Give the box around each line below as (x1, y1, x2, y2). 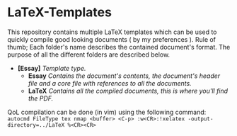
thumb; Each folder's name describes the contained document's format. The (7, 42, 231, 51)
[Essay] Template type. (17, 64, 86, 72)
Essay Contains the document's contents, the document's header (28, 72, 221, 80)
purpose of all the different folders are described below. (7, 50, 170, 59)
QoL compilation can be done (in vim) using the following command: (7, 108, 207, 116)
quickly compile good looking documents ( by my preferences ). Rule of (7, 35, 216, 43)
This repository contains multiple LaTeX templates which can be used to (7, 28, 217, 36)
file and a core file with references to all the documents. (28, 79, 192, 87)
